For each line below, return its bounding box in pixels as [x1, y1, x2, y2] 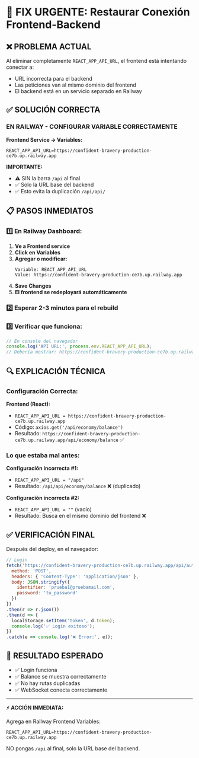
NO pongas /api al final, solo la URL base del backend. [6, 744, 140, 752]
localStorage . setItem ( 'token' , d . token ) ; [11, 617, 115, 623]
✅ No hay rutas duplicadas [14, 679, 81, 687]
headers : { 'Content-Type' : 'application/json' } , [11, 574, 139, 579]
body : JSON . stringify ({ [11, 579, 70, 585]
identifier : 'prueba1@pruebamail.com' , [17, 584, 115, 591]
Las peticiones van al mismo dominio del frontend [14, 81, 136, 88]
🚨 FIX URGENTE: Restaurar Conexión [6, 5, 191, 19]
